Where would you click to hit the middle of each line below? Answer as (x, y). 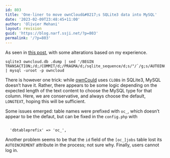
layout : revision (24, 29)
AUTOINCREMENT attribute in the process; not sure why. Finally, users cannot (82, 145)
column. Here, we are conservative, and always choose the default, (75, 96)
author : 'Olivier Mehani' (32, 24)
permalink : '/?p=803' (28, 38)
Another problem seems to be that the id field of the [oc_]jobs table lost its (84, 139)
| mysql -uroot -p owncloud (35, 70)
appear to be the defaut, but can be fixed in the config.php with (71, 116)
